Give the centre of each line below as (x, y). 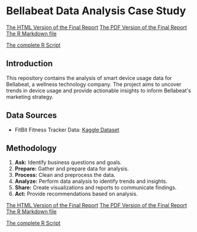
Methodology (32, 148)
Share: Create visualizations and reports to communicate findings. (96, 188)
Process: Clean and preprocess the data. (65, 175)
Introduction (30, 64)
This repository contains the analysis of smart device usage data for (89, 78)
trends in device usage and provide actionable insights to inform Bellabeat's (98, 91)
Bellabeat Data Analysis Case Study (96, 11)
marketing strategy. (30, 96)
